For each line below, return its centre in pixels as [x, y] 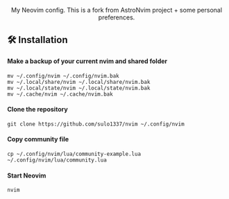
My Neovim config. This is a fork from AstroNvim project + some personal [117, 10]
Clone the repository [37, 110]
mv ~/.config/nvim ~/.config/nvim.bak [63, 76]
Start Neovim [27, 175]
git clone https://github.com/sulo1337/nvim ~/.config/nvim [96, 124]
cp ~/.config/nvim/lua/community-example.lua [74, 154]
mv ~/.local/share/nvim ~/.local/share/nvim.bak [79, 82]
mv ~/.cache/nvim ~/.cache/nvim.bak [60, 94]
